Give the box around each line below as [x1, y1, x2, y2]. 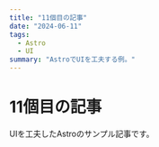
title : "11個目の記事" [9, 13, 88, 23]
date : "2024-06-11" [9, 22, 83, 31]
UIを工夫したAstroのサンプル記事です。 [9, 128, 155, 139]
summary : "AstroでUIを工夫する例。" [9, 55, 137, 64]
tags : [9, 30, 30, 39]
